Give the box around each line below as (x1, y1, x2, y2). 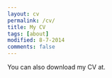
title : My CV (7, 23, 46, 30)
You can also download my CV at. (7, 63, 106, 71)
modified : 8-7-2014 (7, 37, 65, 44)
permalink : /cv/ (7, 17, 55, 24)
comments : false (7, 43, 55, 50)
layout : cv (7, 10, 40, 18)
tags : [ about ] (7, 30, 50, 38)
